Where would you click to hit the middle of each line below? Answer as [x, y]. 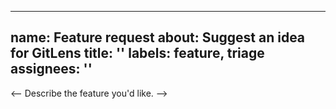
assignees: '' [51, 69]
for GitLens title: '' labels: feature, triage [137, 53]
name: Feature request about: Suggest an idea [158, 37]
